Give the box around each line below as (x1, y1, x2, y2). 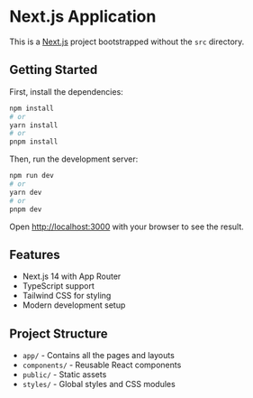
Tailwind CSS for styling (22, 291, 112, 301)
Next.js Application (9, 6, 157, 27)
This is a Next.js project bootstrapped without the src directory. (9, 36, 245, 47)
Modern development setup (22, 300, 126, 310)
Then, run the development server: (9, 153, 139, 164)
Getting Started (9, 62, 98, 78)
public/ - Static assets (22, 369, 107, 380)
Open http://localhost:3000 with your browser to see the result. (9, 221, 245, 232)
